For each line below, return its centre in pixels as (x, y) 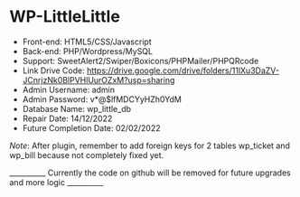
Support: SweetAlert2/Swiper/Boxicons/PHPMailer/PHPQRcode (141, 61)
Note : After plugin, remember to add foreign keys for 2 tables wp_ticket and (150, 145)
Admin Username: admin (69, 89)
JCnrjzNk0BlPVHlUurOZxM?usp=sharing (98, 80)
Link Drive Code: (53, 70)
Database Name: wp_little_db (77, 108)
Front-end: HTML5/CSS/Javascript (87, 42)
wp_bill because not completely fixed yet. (87, 155)
